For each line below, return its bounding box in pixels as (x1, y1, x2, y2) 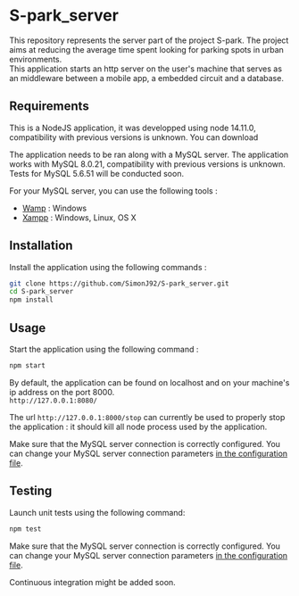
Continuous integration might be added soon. (9, 576, 176, 587)
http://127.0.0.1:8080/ (9, 396, 98, 405)
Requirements (9, 99, 89, 114)
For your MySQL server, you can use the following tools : (9, 185, 218, 196)
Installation (9, 238, 73, 253)
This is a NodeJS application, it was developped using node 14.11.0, (9, 122, 256, 133)
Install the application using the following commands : (9, 261, 207, 272)
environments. (9, 54, 62, 64)
